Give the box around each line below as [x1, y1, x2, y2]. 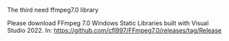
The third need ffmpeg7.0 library [7, 6, 99, 14]
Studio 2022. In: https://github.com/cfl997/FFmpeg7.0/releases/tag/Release [7, 27, 222, 34]
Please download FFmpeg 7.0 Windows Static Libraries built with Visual [7, 19, 209, 27]
